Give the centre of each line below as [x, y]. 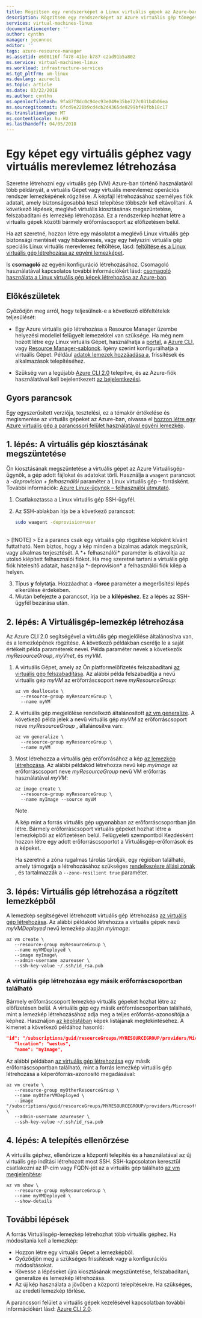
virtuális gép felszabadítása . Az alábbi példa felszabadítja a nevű [95, 674]
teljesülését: [21, 317]
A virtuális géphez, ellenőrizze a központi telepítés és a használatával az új [99, 1155]
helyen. [15, 572]
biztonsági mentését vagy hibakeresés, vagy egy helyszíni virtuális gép [94, 240]
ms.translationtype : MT [36, 113]
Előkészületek [33, 296]
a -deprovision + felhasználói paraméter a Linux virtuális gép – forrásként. [98, 481]
